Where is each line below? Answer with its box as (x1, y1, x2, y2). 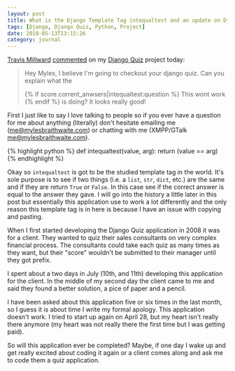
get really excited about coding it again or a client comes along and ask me (7, 349, 224, 357)
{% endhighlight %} (7, 155, 64, 163)
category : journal (7, 36, 61, 43)
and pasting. (7, 213, 43, 221)
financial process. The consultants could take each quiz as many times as (7, 241, 220, 249)
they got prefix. (7, 256, 52, 265)
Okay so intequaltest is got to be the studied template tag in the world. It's (7, 168, 224, 176)
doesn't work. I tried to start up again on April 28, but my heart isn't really (7, 313, 219, 321)
